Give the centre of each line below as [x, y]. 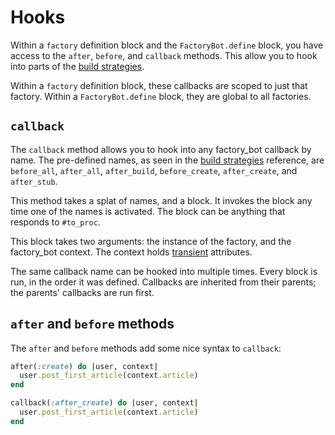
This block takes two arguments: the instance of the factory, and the [151, 241]
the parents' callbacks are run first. [82, 292]
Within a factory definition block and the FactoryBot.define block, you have [167, 45]
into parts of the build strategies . [77, 66]
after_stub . [34, 181]
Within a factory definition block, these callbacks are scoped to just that [159, 85]
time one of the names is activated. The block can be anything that [148, 211]
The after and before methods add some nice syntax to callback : [146, 348]
